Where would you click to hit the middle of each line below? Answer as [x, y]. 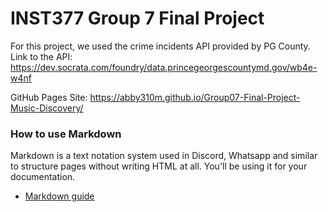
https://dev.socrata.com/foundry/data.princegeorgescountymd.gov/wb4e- [164, 67]
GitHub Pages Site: [49, 97]
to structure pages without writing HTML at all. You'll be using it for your [159, 166]
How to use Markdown [66, 134]
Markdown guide [59, 196]
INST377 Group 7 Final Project [137, 18]
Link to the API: [41, 56]
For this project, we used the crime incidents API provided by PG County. [160, 46]
